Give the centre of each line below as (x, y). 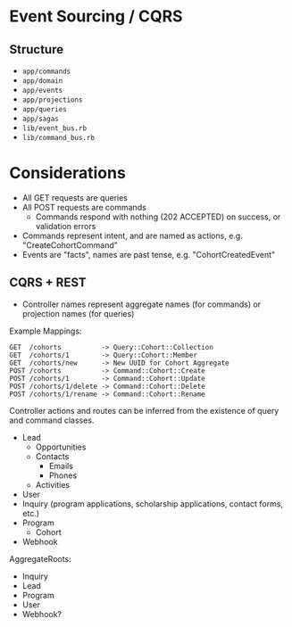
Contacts (52, 456)
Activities (53, 484)
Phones (63, 475)
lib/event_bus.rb (54, 128)
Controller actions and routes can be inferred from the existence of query (144, 410)
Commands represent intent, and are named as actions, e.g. (132, 235)
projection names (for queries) (78, 313)
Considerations (68, 173)
